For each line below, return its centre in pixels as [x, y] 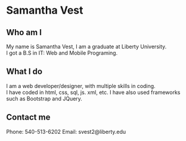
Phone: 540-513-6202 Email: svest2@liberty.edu [66, 131]
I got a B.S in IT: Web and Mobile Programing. [62, 53]
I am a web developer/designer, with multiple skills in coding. [81, 86]
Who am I [24, 32]
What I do [24, 72]
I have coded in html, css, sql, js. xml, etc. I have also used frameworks [93, 92]
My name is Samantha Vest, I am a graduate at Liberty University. [86, 46]
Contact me [28, 117]
